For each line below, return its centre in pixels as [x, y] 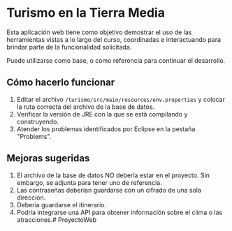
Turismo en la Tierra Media [86, 13]
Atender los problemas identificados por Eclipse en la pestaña [106, 129]
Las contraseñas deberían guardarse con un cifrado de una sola [109, 190]
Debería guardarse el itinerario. [61, 204]
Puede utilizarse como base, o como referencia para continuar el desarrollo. [116, 60]
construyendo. [38, 121]
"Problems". [34, 136]
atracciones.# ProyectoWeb [57, 219]
